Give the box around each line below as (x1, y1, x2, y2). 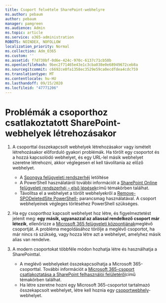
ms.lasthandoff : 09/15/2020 (5, 81, 63, 86)
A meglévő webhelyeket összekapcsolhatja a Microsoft (19, 261, 132, 267)
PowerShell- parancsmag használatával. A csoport (53, 196, 157, 202)
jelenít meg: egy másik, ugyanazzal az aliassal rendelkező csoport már (12, 216, 160, 221)
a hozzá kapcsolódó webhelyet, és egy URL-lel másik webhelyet (12, 154, 143, 161)
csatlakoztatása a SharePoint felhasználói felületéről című (19, 271, 136, 277)
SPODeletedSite (19, 196, 53, 202)
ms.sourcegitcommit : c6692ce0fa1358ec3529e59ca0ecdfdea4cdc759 (5, 67, 138, 72)
